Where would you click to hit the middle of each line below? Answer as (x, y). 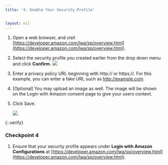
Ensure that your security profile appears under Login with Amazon (82, 146)
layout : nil (17, 23)
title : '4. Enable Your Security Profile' (50, 10)
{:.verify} (14, 122)
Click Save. (24, 103)
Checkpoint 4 (22, 135)
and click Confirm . (32, 63)
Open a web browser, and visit (44, 37)
